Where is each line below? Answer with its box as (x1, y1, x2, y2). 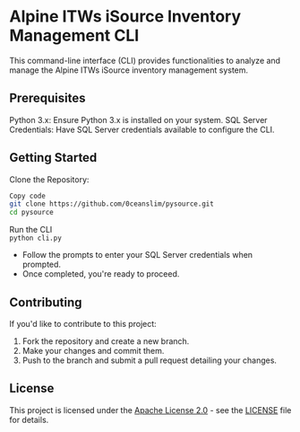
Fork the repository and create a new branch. (21, 336, 190, 347)
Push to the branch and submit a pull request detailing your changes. (21, 355, 278, 366)
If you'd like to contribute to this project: (9, 319, 157, 329)
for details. (9, 414, 49, 425)
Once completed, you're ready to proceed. (21, 269, 180, 279)
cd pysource (9, 208, 54, 217)
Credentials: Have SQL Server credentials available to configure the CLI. (9, 124, 275, 135)
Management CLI (9, 25, 140, 46)
